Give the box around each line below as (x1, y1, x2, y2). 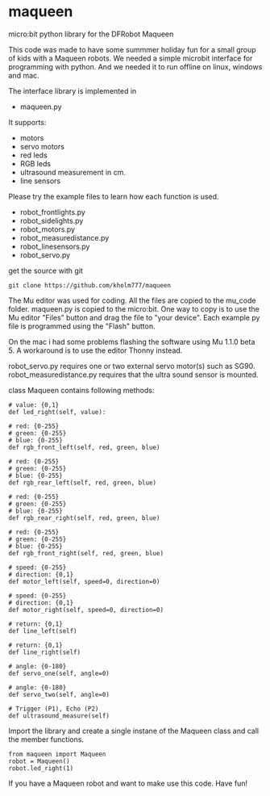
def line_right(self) (8, 648, 81, 656)
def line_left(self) (8, 626, 78, 635)
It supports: (8, 117, 47, 127)
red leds (19, 150, 48, 160)
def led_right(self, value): (8, 408, 106, 416)
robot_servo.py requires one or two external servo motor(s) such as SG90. (8, 361, 255, 371)
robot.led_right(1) (8, 764, 74, 773)
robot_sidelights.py (19, 216, 84, 225)
